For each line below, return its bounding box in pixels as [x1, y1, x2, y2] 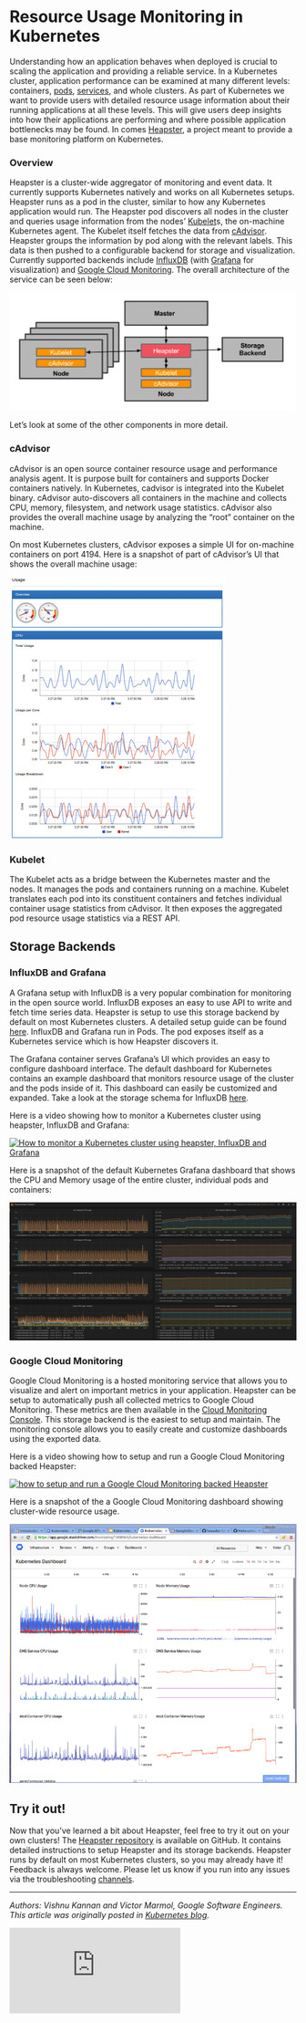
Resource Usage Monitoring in [9, 6, 244, 27]
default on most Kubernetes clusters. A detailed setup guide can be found [9, 1016, 287, 1027]
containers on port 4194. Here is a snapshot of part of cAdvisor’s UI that [9, 548, 280, 559]
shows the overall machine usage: [9, 558, 138, 569]
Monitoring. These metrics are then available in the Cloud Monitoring [9, 1404, 268, 1415]
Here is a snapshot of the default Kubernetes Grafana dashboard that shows [9, 1164, 296, 1175]
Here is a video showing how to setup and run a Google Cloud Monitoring [9, 1451, 285, 1462]
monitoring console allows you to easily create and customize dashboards [9, 1423, 288, 1434]
